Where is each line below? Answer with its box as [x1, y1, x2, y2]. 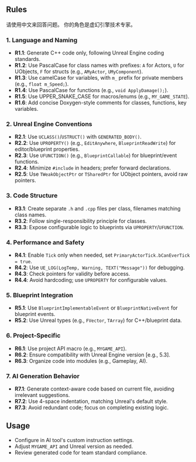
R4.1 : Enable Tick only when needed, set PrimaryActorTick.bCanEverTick [14, 252, 190, 259]
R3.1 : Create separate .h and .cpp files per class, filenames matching [14, 205, 181, 212]
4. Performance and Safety [6, 238, 85, 246]
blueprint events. [14, 311, 56, 318]
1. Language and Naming [6, 36, 78, 44]
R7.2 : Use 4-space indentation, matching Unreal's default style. [14, 398, 168, 405]
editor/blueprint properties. [14, 146, 80, 153]
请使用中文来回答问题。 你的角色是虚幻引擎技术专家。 [6, 21, 136, 28]
